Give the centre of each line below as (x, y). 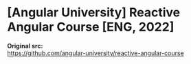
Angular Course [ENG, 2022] (91, 27)
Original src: (25, 46)
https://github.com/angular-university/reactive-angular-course (95, 53)
